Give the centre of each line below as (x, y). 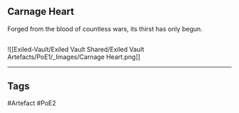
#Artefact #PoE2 (32, 103)
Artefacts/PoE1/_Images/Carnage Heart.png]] (74, 57)
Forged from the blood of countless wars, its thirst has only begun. (105, 28)
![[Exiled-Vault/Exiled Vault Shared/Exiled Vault (76, 50)
